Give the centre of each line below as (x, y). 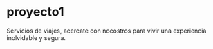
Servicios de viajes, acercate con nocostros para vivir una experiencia (106, 31)
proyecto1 (35, 12)
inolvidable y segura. (36, 37)
